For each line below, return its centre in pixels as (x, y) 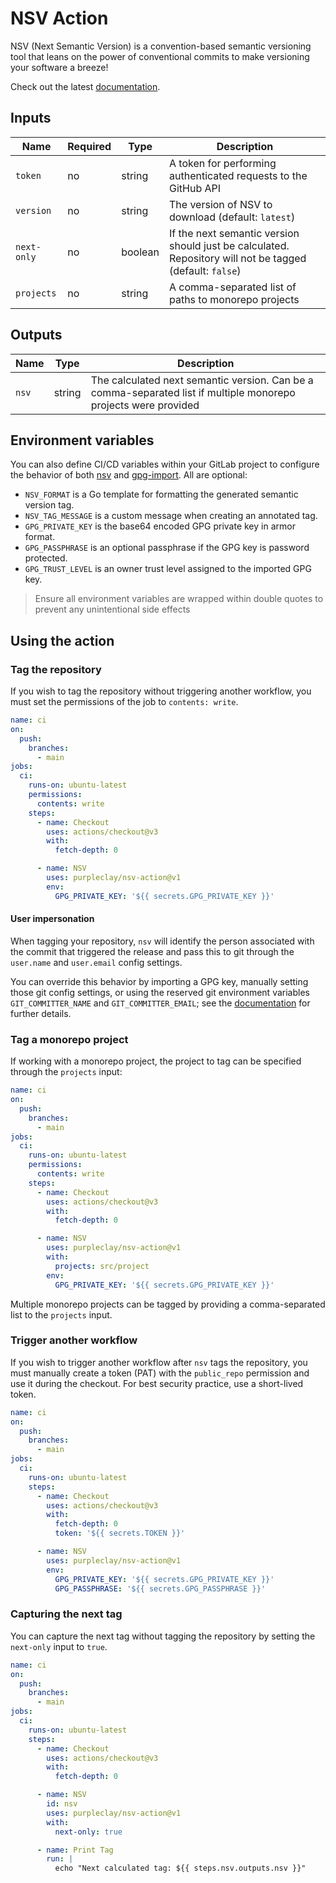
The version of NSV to (220, 204)
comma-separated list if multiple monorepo (193, 392)
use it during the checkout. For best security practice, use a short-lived (157, 1383)
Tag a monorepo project (69, 1039)
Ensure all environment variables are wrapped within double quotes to (179, 599)
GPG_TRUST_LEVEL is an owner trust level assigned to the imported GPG (168, 569)
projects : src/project (102, 1266)
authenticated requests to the (238, 175)
